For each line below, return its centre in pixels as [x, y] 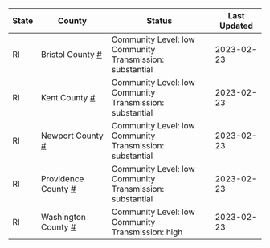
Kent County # [68, 98]
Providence [62, 179]
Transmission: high [147, 232]
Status [160, 21]
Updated [236, 26]
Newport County [72, 136]
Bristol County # [71, 54]
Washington [63, 217]
